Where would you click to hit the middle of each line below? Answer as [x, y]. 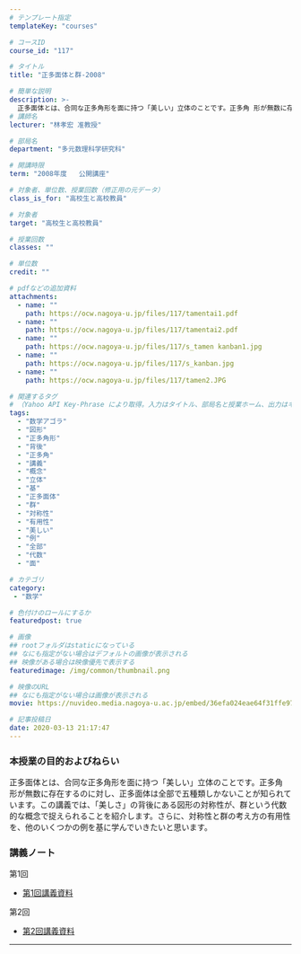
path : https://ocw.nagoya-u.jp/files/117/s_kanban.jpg [130, 363]
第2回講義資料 [48, 932]
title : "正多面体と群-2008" [57, 75]
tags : [19, 413]
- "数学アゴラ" [42, 422]
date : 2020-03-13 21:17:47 [60, 729]
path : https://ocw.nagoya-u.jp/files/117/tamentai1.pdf [132, 314]
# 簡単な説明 [30, 92]
